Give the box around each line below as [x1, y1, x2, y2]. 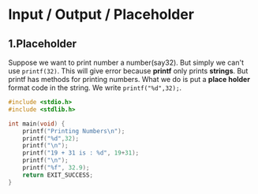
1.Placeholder [8, 37, 77, 50]
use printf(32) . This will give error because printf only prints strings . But [8, 66, 249, 76]
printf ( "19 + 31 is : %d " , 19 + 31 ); [22, 149, 140, 157]
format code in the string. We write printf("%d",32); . [8, 83, 182, 92]
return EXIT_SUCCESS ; [22, 171, 93, 179]
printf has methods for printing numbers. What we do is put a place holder [8, 75, 251, 84]
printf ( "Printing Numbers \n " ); [22, 127, 125, 135]
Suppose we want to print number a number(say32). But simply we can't [8, 58, 245, 67]
